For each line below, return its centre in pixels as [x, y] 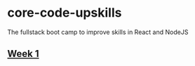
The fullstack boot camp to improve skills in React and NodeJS [98, 32]
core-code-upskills [65, 13]
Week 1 [23, 54]
